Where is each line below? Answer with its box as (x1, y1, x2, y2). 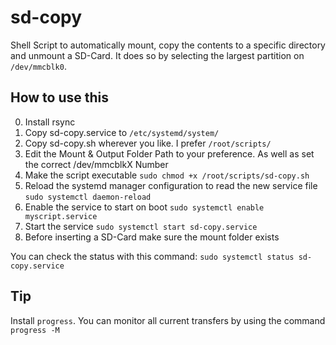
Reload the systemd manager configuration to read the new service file (24, 179, 318, 191)
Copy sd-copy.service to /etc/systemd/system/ (24, 126, 220, 138)
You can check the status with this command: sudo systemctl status (10, 250, 295, 262)
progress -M (10, 325, 60, 335)
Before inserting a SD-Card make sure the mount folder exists (24, 231, 280, 243)
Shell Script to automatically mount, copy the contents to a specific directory (10, 39, 326, 51)
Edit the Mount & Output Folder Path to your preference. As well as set (24, 147, 315, 160)
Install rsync (24, 116, 76, 128)
